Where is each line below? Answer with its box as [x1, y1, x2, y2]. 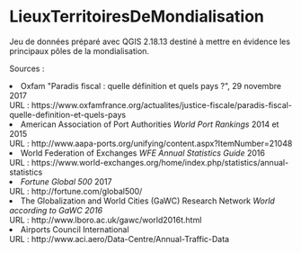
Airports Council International [21, 223, 129, 235]
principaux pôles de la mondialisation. [9, 45, 150, 56]
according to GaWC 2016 [9, 204, 103, 215]
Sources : [9, 63, 45, 74]
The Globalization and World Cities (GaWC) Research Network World [21, 195, 276, 206]
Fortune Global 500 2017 [21, 176, 112, 186]
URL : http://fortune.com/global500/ [9, 185, 143, 196]
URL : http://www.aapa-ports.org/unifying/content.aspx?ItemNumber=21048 [9, 138, 293, 149]
